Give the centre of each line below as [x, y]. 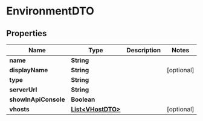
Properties [27, 33]
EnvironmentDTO [50, 11]
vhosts [20, 109]
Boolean [83, 99]
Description [144, 50]
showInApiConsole [37, 99]
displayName [29, 70]
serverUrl [23, 90]
